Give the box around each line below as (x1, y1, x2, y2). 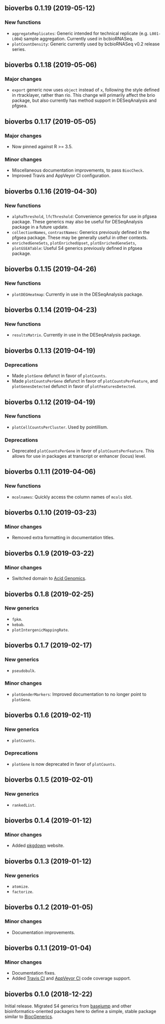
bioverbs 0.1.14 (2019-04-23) (4, 306, 97, 314)
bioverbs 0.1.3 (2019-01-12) (4, 857, 91, 865)
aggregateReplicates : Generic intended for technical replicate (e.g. (11, 30, 149, 36)
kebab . (11, 621, 25, 627)
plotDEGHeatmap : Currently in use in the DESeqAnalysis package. (11, 291, 144, 297)
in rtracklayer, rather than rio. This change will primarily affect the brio (11, 92, 155, 98)
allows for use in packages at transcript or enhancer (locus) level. (11, 453, 146, 459)
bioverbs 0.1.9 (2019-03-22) (4, 549, 94, 558)
